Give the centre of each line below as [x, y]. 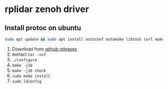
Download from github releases [44, 49]
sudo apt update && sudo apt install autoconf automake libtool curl [79, 39]
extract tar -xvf [29, 54]
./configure [24, 60]
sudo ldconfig [27, 81]
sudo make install [31, 76]
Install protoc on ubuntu [43, 28]
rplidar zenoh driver [47, 9]
